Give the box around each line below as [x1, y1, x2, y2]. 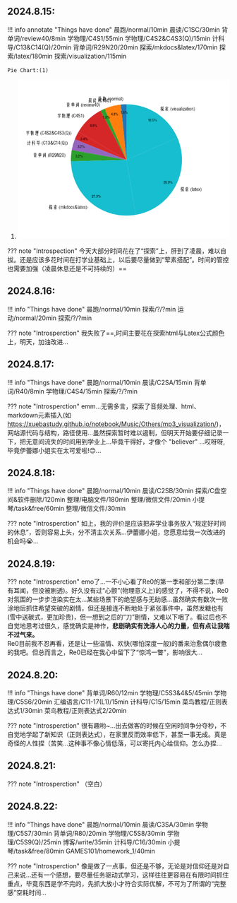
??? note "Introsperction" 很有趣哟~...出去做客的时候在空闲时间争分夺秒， [7, 721, 221, 730]
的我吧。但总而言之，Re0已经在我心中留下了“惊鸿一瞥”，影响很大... [7, 648, 203, 656]
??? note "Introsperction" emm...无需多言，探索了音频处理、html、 [7, 402, 200, 411]
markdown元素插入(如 [7, 411, 72, 419]
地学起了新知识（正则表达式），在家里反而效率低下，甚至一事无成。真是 [19, 731, 227, 739]
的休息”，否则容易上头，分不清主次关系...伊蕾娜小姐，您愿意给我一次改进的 [7, 528, 226, 536]
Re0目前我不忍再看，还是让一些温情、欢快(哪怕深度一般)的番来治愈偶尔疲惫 [7, 639, 228, 648]
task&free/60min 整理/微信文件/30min [16, 504, 126, 513]
